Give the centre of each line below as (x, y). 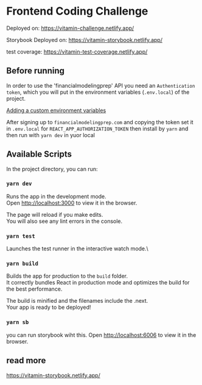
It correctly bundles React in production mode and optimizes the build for (98, 283)
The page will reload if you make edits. (55, 214)
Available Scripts (39, 154)
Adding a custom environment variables (56, 110)
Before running (36, 71)
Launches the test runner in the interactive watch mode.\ (78, 249)
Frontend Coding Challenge (77, 11)
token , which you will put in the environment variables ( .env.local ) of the (98, 92)
